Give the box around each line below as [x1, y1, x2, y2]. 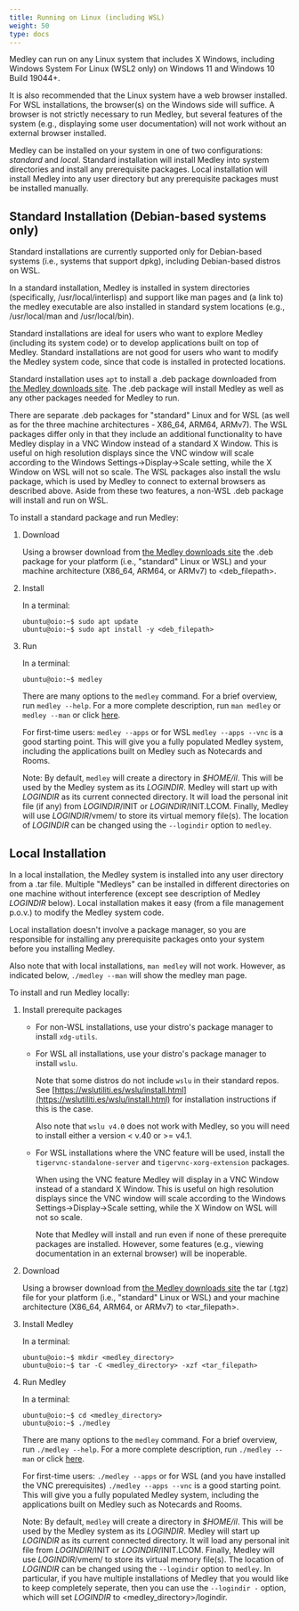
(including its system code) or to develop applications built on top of [9, 337, 260, 348]
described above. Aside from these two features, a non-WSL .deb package [9, 486, 284, 497]
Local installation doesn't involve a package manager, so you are [9, 925, 246, 935]
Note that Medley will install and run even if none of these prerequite [35, 1229, 287, 1240]
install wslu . [35, 1058, 78, 1068]
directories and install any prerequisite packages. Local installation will [9, 164, 268, 174]
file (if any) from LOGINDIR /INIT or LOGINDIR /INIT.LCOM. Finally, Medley [21, 801, 289, 812]
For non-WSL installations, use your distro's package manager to [35, 1022, 274, 1032]
